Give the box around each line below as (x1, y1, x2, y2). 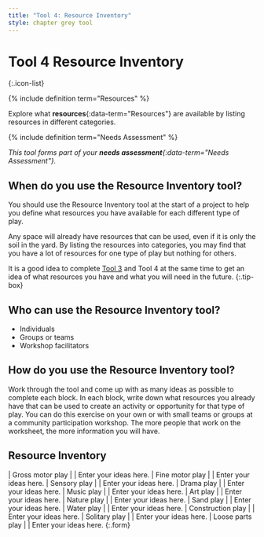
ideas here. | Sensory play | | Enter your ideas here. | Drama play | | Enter (8, 478, 245, 487)
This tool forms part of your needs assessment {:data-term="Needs (8, 148, 229, 157)
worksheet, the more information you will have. (8, 426, 160, 436)
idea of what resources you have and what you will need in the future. (8, 272, 234, 281)
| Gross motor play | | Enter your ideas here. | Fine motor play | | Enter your (8, 469, 250, 480)
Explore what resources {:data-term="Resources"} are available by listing (8, 109, 245, 119)
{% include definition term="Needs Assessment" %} (8, 133, 178, 142)
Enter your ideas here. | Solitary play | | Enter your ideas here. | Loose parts (8, 512, 252, 521)
